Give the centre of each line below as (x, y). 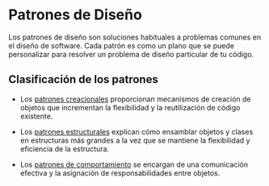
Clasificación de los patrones (84, 79)
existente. (36, 116)
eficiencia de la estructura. (65, 149)
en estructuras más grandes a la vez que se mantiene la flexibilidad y (135, 140)
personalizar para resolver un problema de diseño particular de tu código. (131, 54)
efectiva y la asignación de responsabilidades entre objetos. (120, 173)
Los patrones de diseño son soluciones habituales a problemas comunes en (134, 37)
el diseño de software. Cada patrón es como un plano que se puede (121, 45)
